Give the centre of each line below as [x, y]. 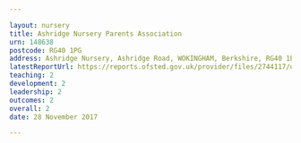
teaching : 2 [31, 76]
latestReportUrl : [42, 67]
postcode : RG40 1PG [46, 50]
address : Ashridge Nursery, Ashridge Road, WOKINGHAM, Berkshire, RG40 [146, 59]
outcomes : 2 [31, 100]
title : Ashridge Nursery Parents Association [95, 34]
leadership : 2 [36, 92]
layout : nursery [39, 25]
